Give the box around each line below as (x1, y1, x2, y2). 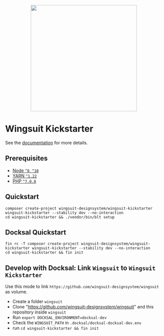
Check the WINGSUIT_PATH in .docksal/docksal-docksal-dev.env (12, 320, 142, 326)
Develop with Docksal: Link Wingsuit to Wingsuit (5, 263, 156, 272)
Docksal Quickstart (5, 228, 66, 236)
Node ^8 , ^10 (12, 167, 39, 173)
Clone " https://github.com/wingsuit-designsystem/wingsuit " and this (12, 304, 154, 310)
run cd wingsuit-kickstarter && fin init (12, 325, 99, 331)
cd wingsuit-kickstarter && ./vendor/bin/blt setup (5, 214, 115, 219)
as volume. (5, 289, 28, 295)
